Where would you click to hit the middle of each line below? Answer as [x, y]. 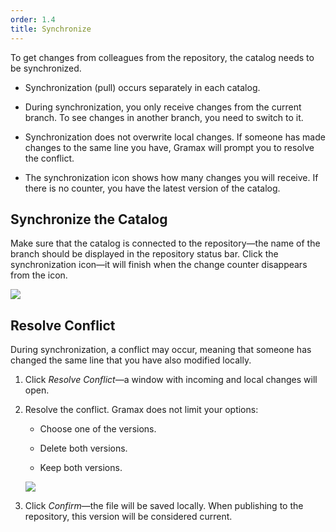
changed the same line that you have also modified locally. [131, 360]
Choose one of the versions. [98, 429]
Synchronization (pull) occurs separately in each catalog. [142, 87]
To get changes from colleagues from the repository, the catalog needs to [162, 57]
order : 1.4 [33, 19]
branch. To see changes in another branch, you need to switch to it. [164, 117]
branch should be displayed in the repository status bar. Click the [144, 254]
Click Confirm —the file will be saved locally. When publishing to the [164, 506]
